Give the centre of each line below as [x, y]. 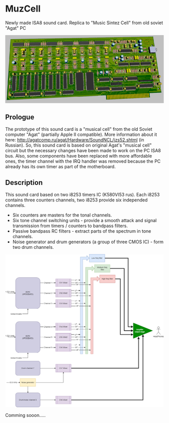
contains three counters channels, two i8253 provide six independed [76, 200]
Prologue [20, 117]
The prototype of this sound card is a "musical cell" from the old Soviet [79, 129]
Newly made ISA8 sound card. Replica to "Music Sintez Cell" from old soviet [84, 23]
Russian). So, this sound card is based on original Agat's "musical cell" [78, 145]
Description [24, 183]
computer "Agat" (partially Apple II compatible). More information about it [81, 134]
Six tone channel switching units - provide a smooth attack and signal [84, 221]
